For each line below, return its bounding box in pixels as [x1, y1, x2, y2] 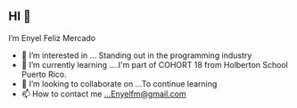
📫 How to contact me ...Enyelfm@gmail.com [21, 88, 186, 99]
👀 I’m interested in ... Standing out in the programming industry [21, 50, 252, 61]
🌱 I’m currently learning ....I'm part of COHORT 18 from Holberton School [21, 59, 289, 70]
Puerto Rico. [21, 69, 68, 79]
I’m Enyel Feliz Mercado [8, 32, 96, 43]
